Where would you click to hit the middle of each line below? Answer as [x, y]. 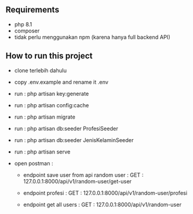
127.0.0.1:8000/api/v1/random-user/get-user [77, 181]
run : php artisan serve [42, 152]
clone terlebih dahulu [40, 70]
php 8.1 [23, 24]
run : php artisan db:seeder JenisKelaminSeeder [74, 140]
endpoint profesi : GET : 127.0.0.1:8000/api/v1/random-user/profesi [105, 193]
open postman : [34, 163]
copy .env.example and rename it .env [61, 82]
